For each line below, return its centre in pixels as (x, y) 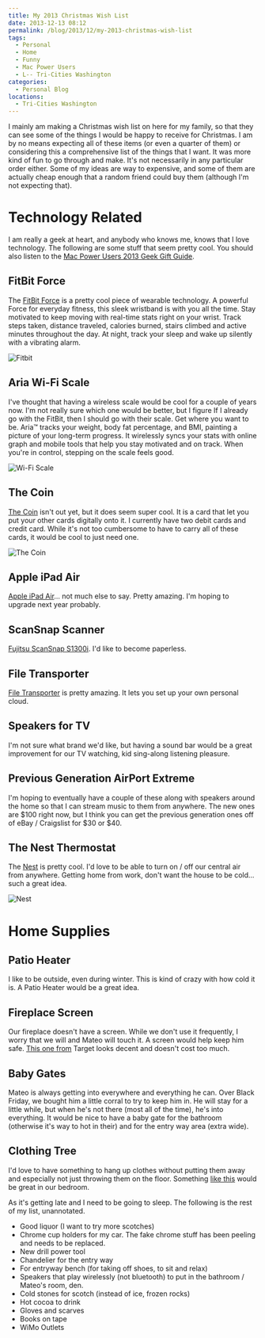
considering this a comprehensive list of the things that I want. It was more (130, 152)
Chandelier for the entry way (66, 1260)
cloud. (19, 701)
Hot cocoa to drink (50, 1302)
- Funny (28, 60)
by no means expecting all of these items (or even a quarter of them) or (125, 143)
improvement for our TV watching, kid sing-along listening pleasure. (119, 753)
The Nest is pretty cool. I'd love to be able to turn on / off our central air (125, 867)
